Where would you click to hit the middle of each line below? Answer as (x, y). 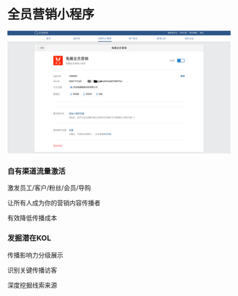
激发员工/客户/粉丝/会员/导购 (49, 188)
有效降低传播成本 (32, 218)
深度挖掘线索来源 (32, 285)
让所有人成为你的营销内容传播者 (54, 203)
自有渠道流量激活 (36, 171)
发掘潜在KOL (29, 238)
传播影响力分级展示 (35, 255)
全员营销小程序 (51, 15)
